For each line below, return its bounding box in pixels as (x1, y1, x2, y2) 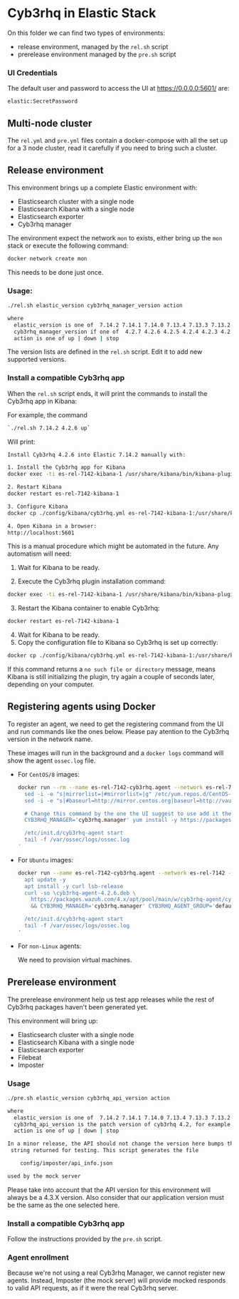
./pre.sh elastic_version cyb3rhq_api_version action (7, 1094, 171, 1101)
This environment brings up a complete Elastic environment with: (7, 183, 198, 192)
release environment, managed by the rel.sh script (17, 42, 169, 51)
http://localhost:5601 (7, 529, 75, 536)
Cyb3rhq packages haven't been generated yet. (7, 1002, 148, 1011)
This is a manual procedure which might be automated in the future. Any (7, 542, 219, 551)
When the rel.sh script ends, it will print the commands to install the (7, 389, 208, 397)
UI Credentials (7, 68, 58, 78)
